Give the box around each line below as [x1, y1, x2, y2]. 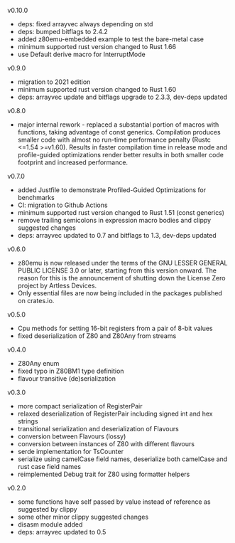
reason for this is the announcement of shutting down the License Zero [17, 274, 226, 282]
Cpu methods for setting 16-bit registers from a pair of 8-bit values [17, 324, 213, 332]
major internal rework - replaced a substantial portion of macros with [17, 120, 219, 129]
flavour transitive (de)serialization [17, 374, 116, 383]
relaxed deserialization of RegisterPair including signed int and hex [17, 409, 213, 418]
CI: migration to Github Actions [17, 201, 108, 209]
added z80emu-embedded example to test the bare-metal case [17, 35, 204, 43]
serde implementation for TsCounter [17, 448, 124, 455]
